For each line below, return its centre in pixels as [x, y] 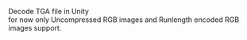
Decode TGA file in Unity [49, 11]
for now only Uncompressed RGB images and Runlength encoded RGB [124, 20]
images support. [35, 28]
